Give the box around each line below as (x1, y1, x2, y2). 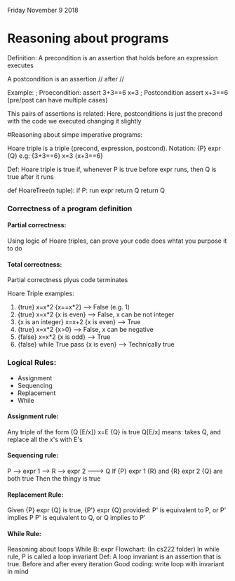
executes (7, 61, 34, 69)
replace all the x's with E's (7, 435, 83, 443)
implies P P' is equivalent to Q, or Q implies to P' (7, 514, 146, 522)
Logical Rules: (7, 358, 57, 368)
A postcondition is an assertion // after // (7, 74, 124, 83)
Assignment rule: (7, 412, 59, 420)
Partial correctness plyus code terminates (7, 276, 128, 284)
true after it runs (7, 172, 54, 181)
